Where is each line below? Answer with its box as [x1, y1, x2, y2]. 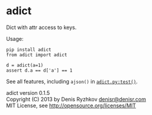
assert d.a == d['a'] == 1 [6, 67, 73, 74]
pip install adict [6, 46, 51, 53]
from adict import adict [6, 52, 67, 57]
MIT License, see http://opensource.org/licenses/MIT [6, 102, 136, 109]
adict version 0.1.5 [6, 89, 50, 96]
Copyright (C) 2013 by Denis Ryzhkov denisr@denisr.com [6, 95, 146, 103]
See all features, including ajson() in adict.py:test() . [6, 78, 138, 85]
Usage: [6, 35, 24, 42]
